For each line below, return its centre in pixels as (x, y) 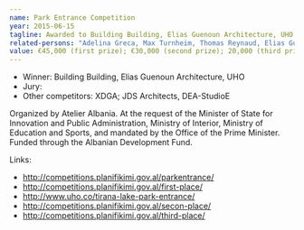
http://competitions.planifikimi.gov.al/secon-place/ (117, 206)
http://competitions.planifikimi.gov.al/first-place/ (113, 187)
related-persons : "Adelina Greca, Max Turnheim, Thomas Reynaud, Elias (147, 43)
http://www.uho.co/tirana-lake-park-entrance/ (109, 197)
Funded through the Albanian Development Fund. (101, 143)
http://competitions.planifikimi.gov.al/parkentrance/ (118, 178)
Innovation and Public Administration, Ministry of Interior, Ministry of (137, 124)
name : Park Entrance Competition (72, 18)
